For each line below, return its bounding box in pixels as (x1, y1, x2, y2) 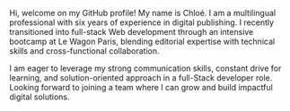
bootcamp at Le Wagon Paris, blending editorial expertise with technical (9, 36, 276, 47)
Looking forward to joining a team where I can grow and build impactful (9, 82, 274, 92)
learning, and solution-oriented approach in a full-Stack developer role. (9, 73, 273, 83)
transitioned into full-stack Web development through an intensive (9, 27, 254, 37)
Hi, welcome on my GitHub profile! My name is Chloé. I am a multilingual (9, 8, 277, 18)
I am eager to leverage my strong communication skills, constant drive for (9, 63, 282, 73)
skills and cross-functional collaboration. (9, 46, 160, 56)
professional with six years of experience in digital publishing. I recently (9, 17, 275, 28)
